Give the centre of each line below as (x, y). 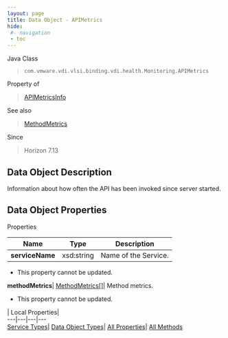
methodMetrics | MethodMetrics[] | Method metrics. (80, 285)
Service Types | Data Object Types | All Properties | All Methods (95, 326)
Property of (23, 84)
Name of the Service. (135, 255)
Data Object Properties (57, 210)
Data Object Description (59, 172)
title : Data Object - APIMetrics (55, 20)
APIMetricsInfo (45, 98)
